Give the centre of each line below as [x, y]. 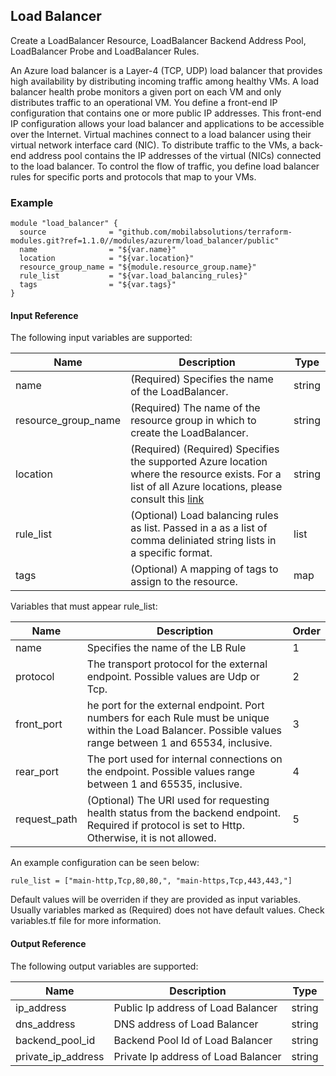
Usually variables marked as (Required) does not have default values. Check [167, 910]
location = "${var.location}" [107, 259]
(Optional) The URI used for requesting [178, 801]
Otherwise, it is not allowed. [151, 838]
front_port [39, 724]
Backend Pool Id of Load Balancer [193, 1040]
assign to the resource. [184, 582]
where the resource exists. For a [206, 474]
